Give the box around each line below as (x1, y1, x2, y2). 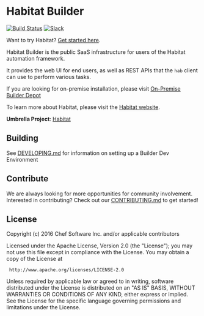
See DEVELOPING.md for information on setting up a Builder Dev (6, 149, 170, 157)
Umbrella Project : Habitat (6, 115, 71, 122)
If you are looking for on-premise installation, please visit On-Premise (6, 85, 181, 92)
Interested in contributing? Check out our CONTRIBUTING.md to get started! (6, 196, 199, 203)
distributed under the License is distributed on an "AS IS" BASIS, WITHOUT (6, 284, 195, 292)
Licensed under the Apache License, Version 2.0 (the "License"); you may (6, 242, 193, 249)
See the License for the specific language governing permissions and (6, 297, 181, 304)
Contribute (6, 173, 49, 184)
